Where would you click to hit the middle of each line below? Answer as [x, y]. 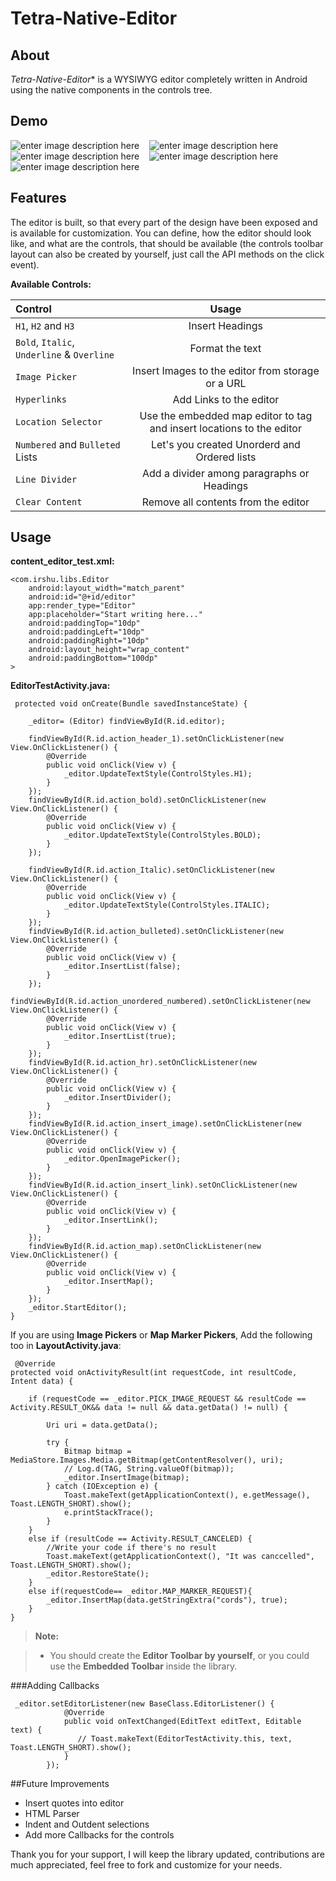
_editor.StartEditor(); [78, 1308]
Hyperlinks [41, 399]
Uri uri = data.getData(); [102, 1425]
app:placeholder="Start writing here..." [115, 615]
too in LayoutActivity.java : [66, 1346]
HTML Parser [52, 1814]
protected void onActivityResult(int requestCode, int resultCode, [154, 1373]
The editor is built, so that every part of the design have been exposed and [164, 222]
